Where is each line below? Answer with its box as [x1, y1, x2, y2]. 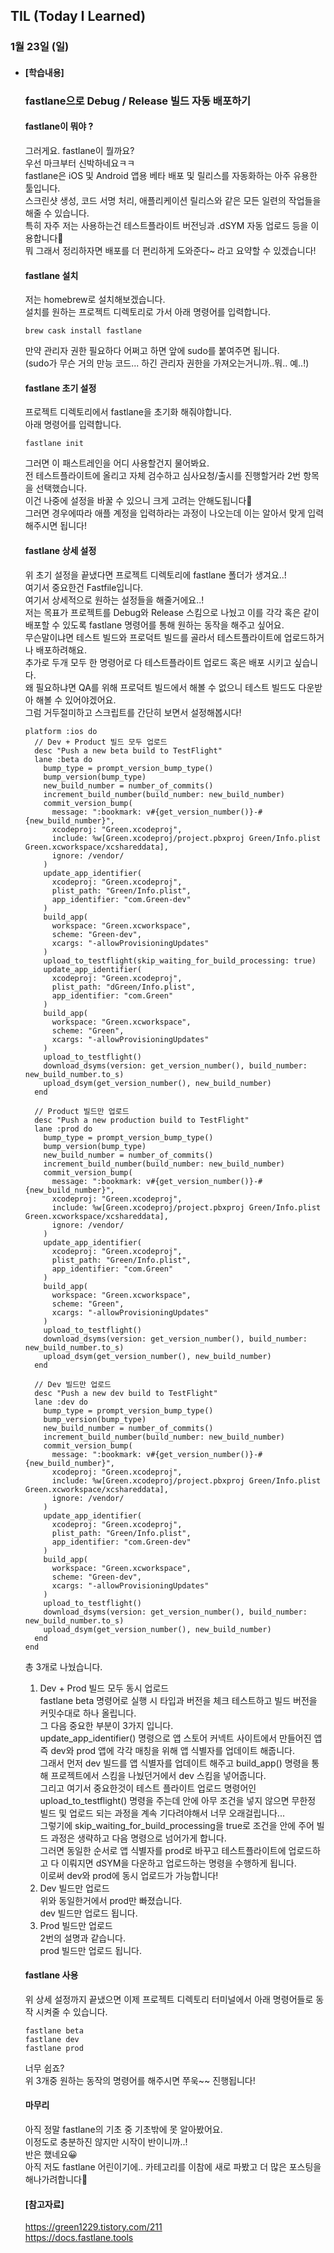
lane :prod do [34, 1124, 93, 1134]
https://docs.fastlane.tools [24, 2232, 134, 2244]
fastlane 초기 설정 [24, 382, 97, 394]
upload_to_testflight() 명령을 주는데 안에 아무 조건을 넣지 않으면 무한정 [39, 1794, 317, 1806]
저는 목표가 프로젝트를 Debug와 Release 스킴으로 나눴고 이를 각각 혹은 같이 [24, 606, 320, 618]
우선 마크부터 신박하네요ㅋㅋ [24, 157, 136, 169]
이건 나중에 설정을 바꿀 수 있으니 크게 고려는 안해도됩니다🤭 [24, 495, 253, 507]
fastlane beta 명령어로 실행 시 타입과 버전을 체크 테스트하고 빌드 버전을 [39, 1694, 318, 1706]
